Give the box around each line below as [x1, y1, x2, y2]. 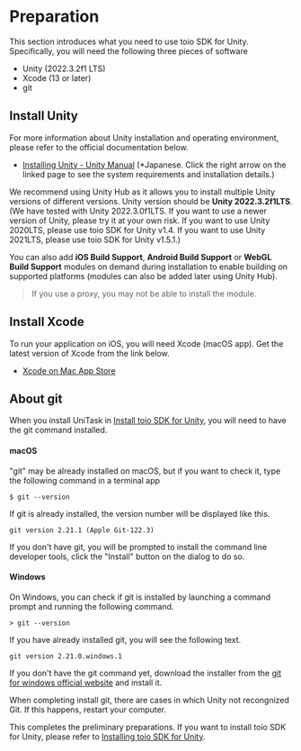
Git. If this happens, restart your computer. [9, 704, 167, 715]
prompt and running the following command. [9, 601, 174, 611]
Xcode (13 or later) [22, 72, 92, 83]
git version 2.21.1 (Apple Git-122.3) [9, 525, 155, 535]
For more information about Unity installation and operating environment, [9, 132, 279, 143]
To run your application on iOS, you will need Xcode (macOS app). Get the [9, 338, 284, 348]
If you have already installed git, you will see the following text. [9, 634, 242, 645]
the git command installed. [9, 425, 108, 436]
